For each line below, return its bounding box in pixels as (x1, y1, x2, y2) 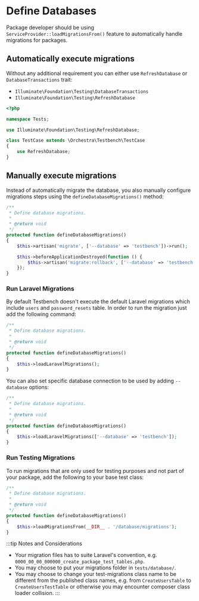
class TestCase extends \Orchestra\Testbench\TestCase (6, 138, 145, 144)
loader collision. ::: (14, 590, 60, 597)
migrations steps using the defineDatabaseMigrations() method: (6, 192, 164, 200)
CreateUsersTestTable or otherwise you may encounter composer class (14, 583, 191, 590)
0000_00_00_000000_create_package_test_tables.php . (14, 558, 145, 565)
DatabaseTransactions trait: (6, 76, 73, 83)
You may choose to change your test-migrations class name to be (14, 571, 177, 578)
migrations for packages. (6, 36, 67, 43)
